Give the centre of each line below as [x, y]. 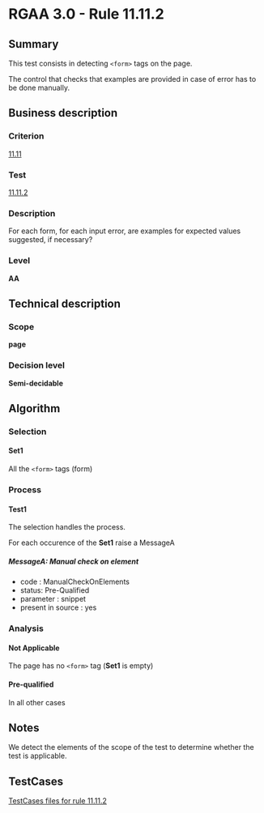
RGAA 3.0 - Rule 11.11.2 [86, 14]
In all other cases [37, 702]
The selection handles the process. [67, 527]
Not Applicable [34, 648]
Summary [34, 44]
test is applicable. [38, 756]
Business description [63, 113]
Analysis [26, 628]
